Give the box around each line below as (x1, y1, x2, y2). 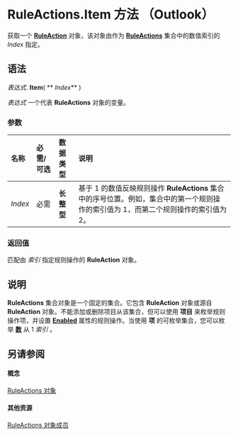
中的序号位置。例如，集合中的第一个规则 (78, 194, 214, 204)
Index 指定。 (7, 40, 44, 48)
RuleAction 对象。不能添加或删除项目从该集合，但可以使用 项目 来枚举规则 (7, 308, 225, 316)
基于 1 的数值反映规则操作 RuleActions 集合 (78, 184, 225, 194)
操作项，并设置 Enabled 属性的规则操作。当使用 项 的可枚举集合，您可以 (7, 316, 219, 325)
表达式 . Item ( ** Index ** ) (7, 83, 81, 91)
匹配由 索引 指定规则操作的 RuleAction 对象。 (7, 256, 140, 264)
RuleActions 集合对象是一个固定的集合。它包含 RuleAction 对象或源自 (7, 298, 212, 307)
